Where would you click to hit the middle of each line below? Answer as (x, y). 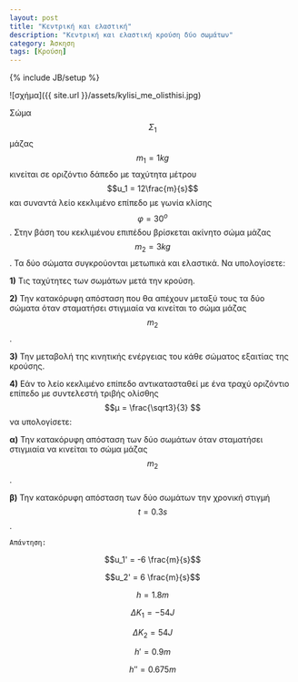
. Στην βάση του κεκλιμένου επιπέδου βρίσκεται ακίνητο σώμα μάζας (140, 232)
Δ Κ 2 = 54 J (153, 633)
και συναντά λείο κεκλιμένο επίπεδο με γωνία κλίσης (111, 202)
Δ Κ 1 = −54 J (153, 613)
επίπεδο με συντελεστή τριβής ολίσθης (84, 393)
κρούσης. (27, 366)
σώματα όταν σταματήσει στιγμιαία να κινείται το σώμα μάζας (128, 308)
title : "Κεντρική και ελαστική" (70, 26)
